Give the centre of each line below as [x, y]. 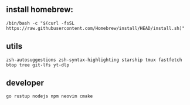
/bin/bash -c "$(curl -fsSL [40, 23]
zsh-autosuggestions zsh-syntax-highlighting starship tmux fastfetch [94, 60]
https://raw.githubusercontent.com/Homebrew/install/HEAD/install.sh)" [95, 28]
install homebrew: [40, 10]
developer [25, 83]
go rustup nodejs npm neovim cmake [50, 96]
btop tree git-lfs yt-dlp [38, 65]
